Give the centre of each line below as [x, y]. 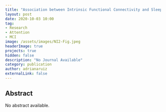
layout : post [19, 14]
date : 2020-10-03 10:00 [30, 19]
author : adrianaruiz [26, 69]
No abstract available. [27, 105]
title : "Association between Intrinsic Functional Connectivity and [77, 10]
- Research [16, 28]
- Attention [17, 32]
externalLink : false [26, 74]
